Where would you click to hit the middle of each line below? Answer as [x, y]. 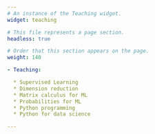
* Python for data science [52, 114]
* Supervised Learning [46, 82]
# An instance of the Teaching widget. [64, 13]
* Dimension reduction [46, 89]
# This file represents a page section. [66, 32]
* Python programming [44, 108]
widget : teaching [32, 20]
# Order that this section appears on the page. [78, 51]
